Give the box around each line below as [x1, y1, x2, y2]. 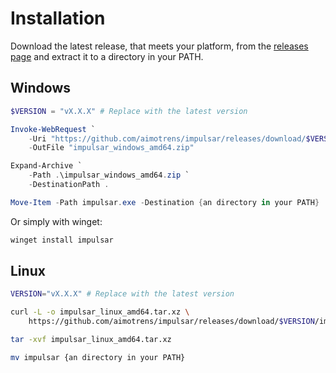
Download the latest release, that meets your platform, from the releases [10, 40, 309, 52]
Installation [10, 7, 106, 30]
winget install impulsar [10, 235, 114, 245]
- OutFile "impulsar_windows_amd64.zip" [28, 143, 195, 153]
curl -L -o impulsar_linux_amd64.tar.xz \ [10, 307, 190, 317]
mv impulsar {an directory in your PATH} [10, 352, 186, 362]
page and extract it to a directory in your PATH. [10, 50, 204, 62]
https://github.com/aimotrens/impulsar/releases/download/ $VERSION [28, 317, 315, 327]
